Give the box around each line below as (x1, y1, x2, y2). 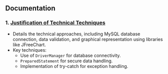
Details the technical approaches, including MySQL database (12, 30, 141, 37)
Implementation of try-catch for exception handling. (20, 63, 128, 69)
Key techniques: (12, 47, 47, 53)
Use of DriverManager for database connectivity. (20, 52, 121, 58)
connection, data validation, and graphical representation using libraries (12, 36, 163, 42)
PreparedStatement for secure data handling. (20, 58, 113, 64)
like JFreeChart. (12, 42, 46, 48)
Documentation (5, 4, 56, 13)
